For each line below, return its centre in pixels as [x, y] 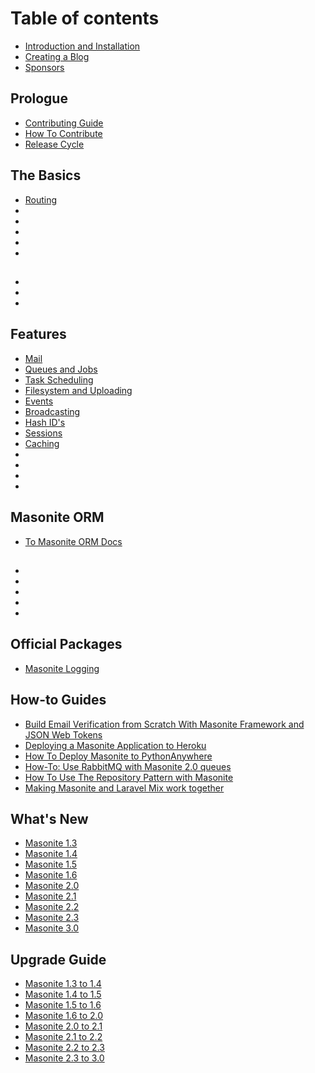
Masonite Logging [62, 668]
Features [38, 334]
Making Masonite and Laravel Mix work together [124, 788]
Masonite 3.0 [52, 928]
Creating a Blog [57, 56]
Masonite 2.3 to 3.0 [64, 1058]
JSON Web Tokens [63, 734]
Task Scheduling [59, 379]
